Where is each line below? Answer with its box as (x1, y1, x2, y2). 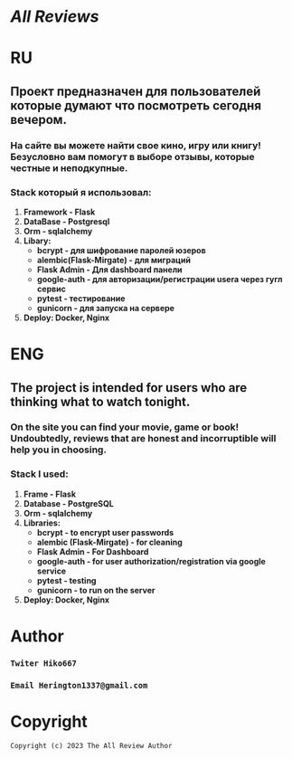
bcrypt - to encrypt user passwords (36, 527, 174, 537)
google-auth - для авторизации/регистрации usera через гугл (36, 273, 283, 284)
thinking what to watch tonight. (10, 394, 191, 409)
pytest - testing (36, 574, 97, 585)
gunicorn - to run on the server (36, 584, 155, 595)
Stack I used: (10, 468, 69, 480)
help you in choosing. (10, 443, 108, 456)
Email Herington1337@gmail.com (10, 680, 148, 690)
